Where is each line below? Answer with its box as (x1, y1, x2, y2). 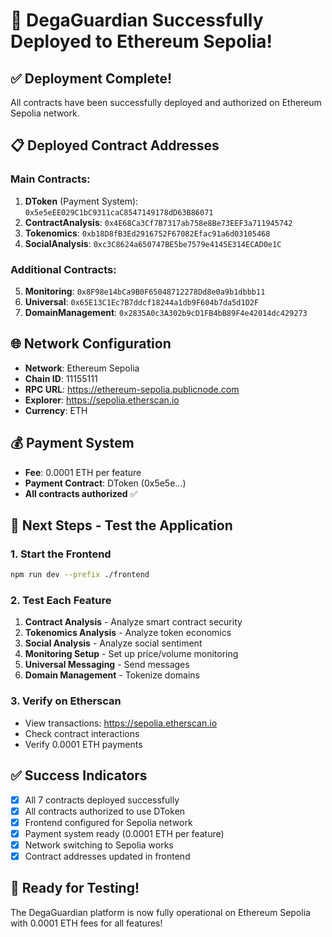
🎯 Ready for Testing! (10, 880, 140, 897)
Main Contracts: (10, 172, 91, 186)
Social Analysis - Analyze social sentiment (24, 637, 203, 649)
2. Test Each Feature (10, 594, 112, 608)
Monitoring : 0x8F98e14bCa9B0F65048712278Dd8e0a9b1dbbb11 (24, 285, 266, 297)
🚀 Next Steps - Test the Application (10, 517, 233, 534)
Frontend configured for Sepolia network (24, 816, 193, 828)
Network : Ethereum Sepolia (24, 362, 140, 374)
